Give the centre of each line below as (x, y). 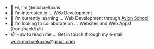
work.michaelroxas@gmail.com (43, 41)
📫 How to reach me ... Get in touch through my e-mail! (67, 34)
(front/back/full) (27, 29)
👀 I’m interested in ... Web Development (51, 13)
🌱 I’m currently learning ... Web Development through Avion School (79, 18)
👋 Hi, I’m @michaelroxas (35, 8)
